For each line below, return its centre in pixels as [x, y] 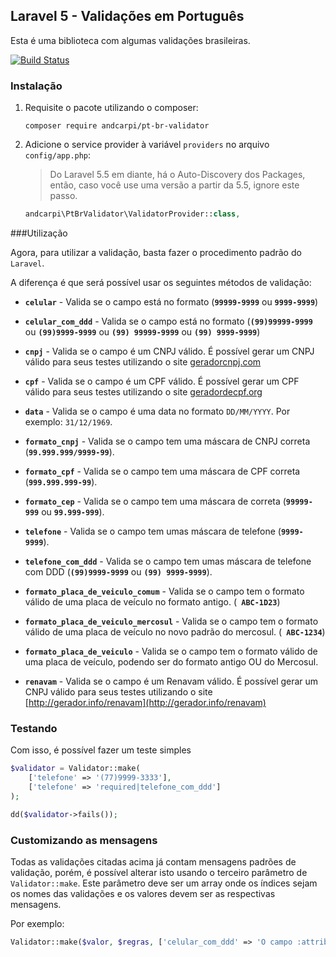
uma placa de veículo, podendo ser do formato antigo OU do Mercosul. [171, 661]
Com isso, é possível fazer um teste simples [101, 750]
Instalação [36, 86]
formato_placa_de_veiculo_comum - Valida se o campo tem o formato [164, 591]
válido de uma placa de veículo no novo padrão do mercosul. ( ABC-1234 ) [175, 631]
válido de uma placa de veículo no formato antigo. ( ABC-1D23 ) [152, 601]
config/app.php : [58, 155]
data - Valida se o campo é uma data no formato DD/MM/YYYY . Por [157, 411]
